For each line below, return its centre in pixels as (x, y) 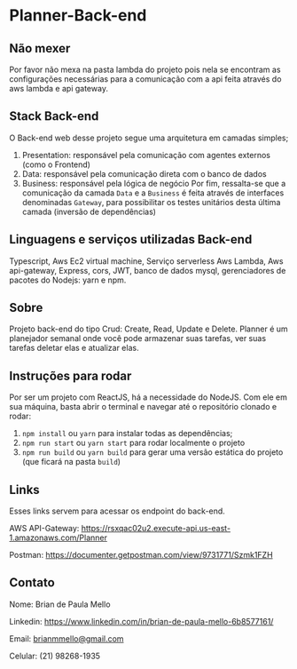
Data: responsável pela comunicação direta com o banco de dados (145, 173)
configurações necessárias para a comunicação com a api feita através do (145, 79)
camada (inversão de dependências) (89, 211)
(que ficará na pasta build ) (71, 462)
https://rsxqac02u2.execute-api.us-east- (156, 529)
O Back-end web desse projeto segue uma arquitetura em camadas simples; (149, 138)
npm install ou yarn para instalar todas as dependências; (127, 434)
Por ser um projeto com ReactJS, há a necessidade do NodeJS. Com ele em (148, 397)
